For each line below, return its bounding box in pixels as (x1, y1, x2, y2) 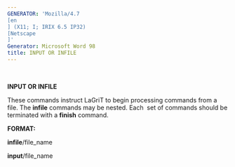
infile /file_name (7, 138, 53, 146)
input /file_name (7, 152, 53, 160)
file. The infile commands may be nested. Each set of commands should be (7, 103, 228, 112)
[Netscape (7, 29, 36, 37)
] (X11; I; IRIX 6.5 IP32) (7, 23, 86, 30)
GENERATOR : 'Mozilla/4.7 (7, 10, 80, 18)
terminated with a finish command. (7, 110, 109, 119)
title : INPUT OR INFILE (7, 50, 77, 57)
